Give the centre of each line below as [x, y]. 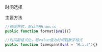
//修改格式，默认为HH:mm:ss [31, 27]
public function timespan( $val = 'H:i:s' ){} [51, 44]
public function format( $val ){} [38, 31]
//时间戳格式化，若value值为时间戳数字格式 [44, 40]
